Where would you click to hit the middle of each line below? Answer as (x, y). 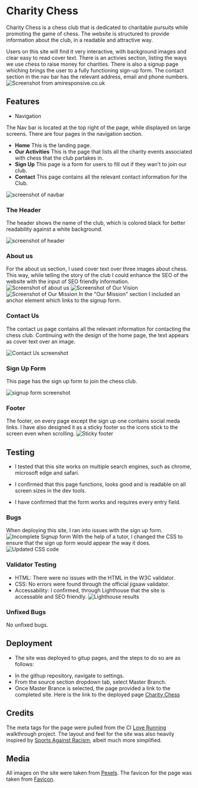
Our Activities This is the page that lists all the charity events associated (103, 151)
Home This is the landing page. (53, 145)
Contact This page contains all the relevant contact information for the (101, 177)
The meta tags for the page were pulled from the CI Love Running (86, 727)
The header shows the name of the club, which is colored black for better (96, 223)
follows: (24, 664)
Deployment (29, 644)
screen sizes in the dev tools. (50, 491)
